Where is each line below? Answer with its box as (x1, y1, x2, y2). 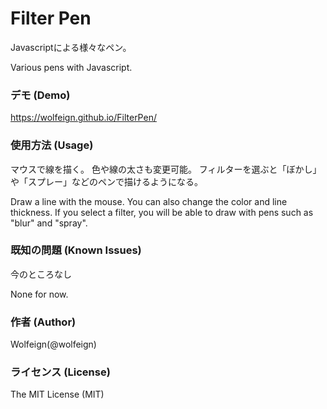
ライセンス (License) (10, 365, 111, 379)
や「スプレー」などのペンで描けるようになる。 (10, 175, 203, 187)
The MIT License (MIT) (10, 388, 105, 401)
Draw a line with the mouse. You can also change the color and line (10, 195, 288, 207)
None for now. (10, 288, 69, 300)
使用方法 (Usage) (10, 138, 94, 152)
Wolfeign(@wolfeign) (10, 338, 97, 351)
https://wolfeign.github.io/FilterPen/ (10, 112, 157, 124)
